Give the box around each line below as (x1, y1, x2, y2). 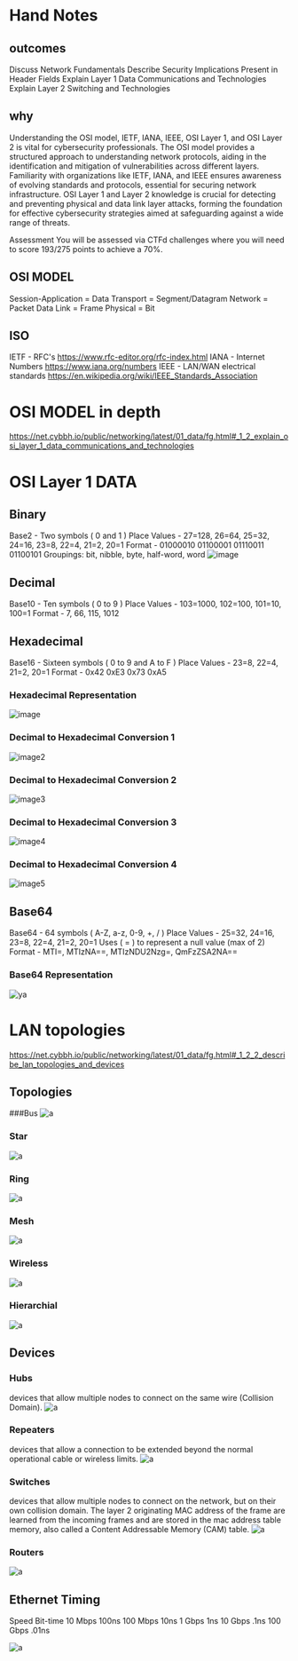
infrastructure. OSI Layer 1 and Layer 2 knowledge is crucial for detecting (9, 188, 277, 200)
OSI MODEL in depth (9, 401, 161, 422)
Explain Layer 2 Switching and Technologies (9, 83, 171, 93)
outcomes (9, 41, 67, 56)
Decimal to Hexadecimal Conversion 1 (9, 732, 176, 744)
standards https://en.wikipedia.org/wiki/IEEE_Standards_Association (9, 370, 258, 382)
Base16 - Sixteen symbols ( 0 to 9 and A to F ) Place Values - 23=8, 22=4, (9, 658, 279, 668)
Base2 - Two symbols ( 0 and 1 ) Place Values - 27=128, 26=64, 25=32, (9, 530, 271, 542)
